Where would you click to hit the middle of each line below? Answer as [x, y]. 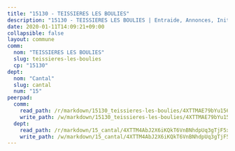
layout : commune [31, 40]
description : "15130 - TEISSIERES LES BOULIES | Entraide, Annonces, [111, 20]
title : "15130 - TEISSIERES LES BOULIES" [69, 14]
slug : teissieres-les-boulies [57, 59]
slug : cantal [33, 85]
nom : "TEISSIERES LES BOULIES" [59, 53]
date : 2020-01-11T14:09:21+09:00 [56, 26]
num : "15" [28, 91]
